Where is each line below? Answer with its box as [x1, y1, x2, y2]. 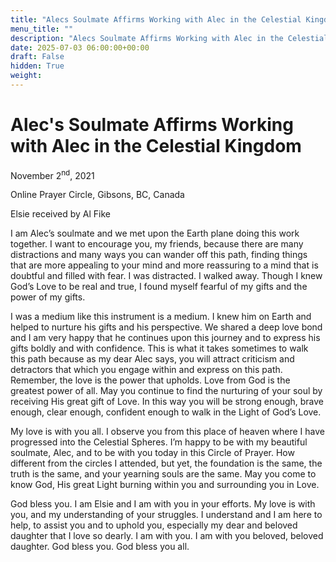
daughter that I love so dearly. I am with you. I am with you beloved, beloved [10, 530, 324, 542]
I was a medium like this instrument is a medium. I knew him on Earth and [10, 311, 312, 323]
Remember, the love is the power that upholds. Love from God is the [10, 374, 291, 386]
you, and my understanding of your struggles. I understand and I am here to [10, 509, 323, 521]
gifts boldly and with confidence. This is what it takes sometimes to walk [10, 342, 309, 355]
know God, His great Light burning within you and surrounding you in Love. [10, 479, 320, 491]
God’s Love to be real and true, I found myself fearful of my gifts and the [10, 281, 308, 293]
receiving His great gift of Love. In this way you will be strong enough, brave [10, 396, 325, 408]
